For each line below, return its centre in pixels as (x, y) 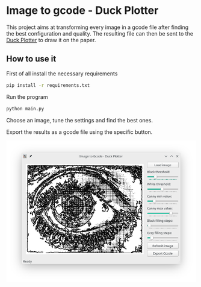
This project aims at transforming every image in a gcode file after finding (97, 27)
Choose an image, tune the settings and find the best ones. (80, 120)
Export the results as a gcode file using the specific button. (79, 132)
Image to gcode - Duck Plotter (82, 11)
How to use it (31, 59)
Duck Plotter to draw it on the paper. (51, 40)
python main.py (25, 109)
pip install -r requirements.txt (48, 85)
